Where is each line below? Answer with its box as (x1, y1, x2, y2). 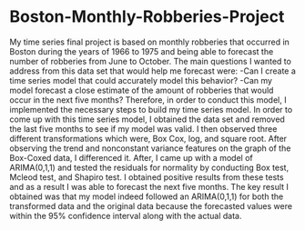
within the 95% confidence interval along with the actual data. (9, 210, 242, 221)
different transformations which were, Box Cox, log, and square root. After (9, 133, 288, 144)
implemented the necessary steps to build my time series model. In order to (9, 104, 293, 115)
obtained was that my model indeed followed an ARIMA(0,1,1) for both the (9, 191, 284, 202)
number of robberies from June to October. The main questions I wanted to (9, 55, 291, 66)
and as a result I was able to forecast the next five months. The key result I (9, 181, 290, 192)
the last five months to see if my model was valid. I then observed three (9, 123, 278, 134)
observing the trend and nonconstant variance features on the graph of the (9, 143, 291, 154)
